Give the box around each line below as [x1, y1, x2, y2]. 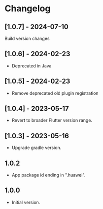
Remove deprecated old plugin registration [11, 90, 99, 96]
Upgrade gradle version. [11, 145, 62, 150]
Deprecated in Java [11, 62, 52, 69]
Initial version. [11, 199, 40, 205]
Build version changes [4, 35, 50, 41]
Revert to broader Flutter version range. [11, 118, 92, 123]
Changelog [4, 3, 51, 14]
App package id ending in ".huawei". [11, 172, 86, 178]
